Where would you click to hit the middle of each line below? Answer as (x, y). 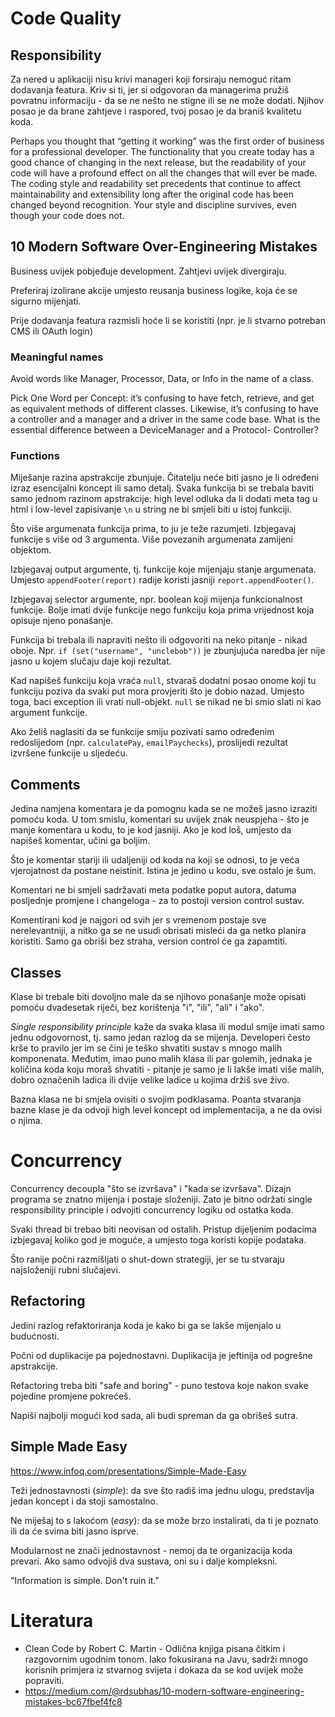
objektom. (31, 550)
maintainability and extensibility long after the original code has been (152, 194)
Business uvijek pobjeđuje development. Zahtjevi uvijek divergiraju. (148, 271)
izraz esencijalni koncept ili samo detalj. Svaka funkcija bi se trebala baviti (162, 488)
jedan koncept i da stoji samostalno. (84, 1501)
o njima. (26, 1121)
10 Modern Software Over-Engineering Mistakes (164, 247)
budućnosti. (35, 1336)
